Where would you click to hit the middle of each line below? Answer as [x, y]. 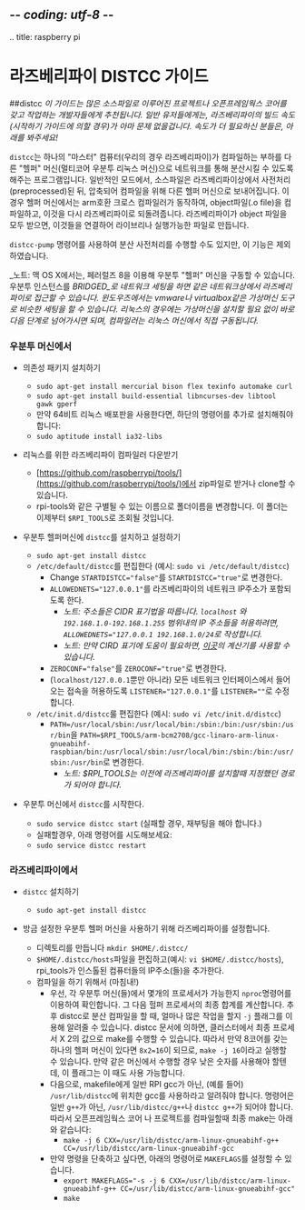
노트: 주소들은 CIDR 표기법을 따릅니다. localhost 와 [155, 612]
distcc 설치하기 [51, 892]
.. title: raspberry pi [45, 36]
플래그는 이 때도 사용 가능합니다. [128, 1073]
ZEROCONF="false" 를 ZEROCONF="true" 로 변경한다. [138, 668]
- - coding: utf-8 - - [62, 15]
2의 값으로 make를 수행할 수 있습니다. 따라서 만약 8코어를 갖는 [177, 1039]
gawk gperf [57, 405]
